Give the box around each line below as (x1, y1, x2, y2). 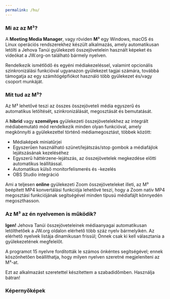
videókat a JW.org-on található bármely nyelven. (5, 52, 107, 58)
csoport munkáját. (5, 78, 43, 84)
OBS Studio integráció (12, 172, 60, 178)
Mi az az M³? (5, 24, 38, 31)
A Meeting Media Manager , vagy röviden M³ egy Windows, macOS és (5, 36, 154, 42)
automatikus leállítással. (12, 160, 63, 167)
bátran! (5, 274, 20, 281)
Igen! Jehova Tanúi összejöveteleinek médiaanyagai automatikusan (5, 222, 147, 228)
